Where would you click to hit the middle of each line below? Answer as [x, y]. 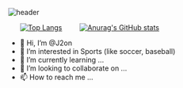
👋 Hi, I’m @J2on [46, 43]
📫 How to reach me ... [56, 77]
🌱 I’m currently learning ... [62, 60]
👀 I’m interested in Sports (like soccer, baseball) [97, 51]
